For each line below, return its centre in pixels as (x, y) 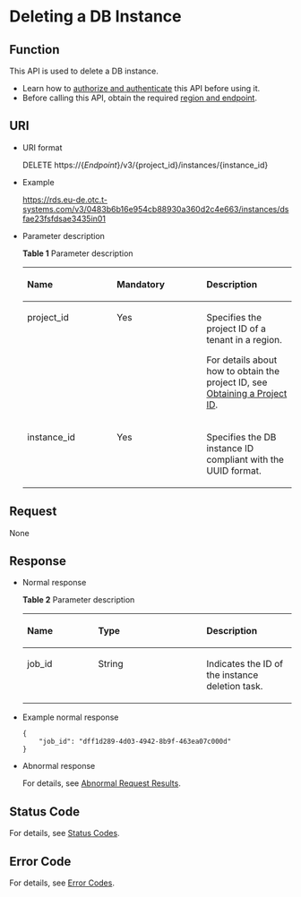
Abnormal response (59, 766)
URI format (42, 147)
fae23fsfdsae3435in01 (64, 218)
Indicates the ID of (245, 664)
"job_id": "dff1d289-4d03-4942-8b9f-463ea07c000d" (135, 742)
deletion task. (234, 687)
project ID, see (236, 382)
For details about (241, 360)
